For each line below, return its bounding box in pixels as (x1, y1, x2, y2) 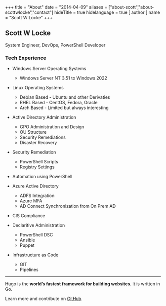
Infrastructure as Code (12, 252, 59, 258)
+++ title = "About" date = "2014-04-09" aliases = (5, 4, 108, 10)
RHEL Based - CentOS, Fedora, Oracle (19, 100, 98, 106)
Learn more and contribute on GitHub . (5, 296, 83, 302)
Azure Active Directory (12, 183, 59, 189)
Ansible (19, 237, 36, 243)
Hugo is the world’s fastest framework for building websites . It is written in (5, 281, 160, 287)
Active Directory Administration (12, 115, 77, 120)
